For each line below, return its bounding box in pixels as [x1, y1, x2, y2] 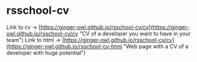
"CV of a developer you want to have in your [79, 29, 191, 37]
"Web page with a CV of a [123, 43, 189, 50]
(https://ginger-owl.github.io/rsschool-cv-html [6, 43, 123, 50]
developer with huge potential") [6, 49, 86, 56]
